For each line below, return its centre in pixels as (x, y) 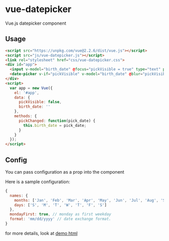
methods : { (26, 116)
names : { (19, 195)
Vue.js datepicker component (36, 23)
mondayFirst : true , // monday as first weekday (61, 214)
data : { (22, 97)
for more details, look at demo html (41, 233)
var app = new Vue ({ (31, 88)
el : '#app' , (27, 93)
